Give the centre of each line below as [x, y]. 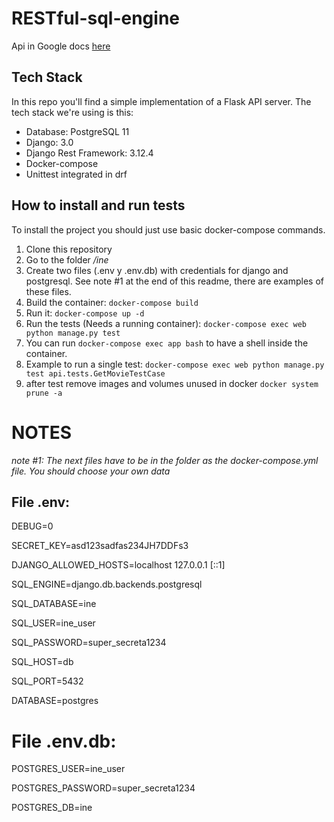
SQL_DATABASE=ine [54, 604]
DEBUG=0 [32, 526]
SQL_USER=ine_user [53, 623]
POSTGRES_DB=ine [52, 808]
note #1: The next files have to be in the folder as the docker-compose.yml [165, 460]
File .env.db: [64, 741]
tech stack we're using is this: [72, 112]
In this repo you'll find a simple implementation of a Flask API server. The [161, 101]
